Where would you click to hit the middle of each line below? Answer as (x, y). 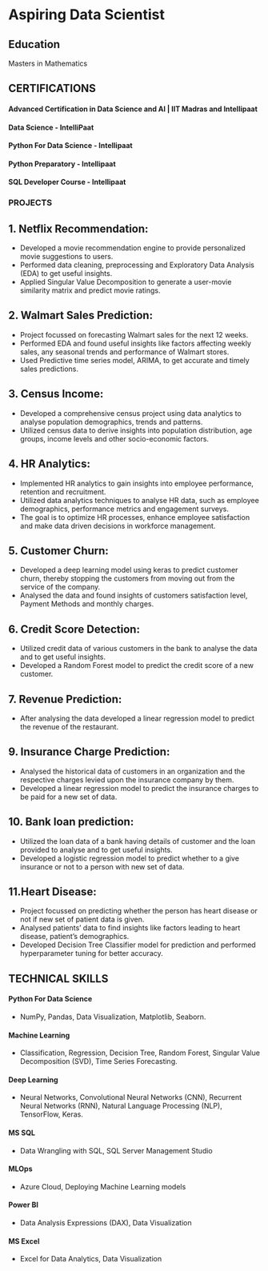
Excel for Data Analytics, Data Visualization (91, 1259)
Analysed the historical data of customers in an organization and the (132, 771)
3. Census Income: (56, 394)
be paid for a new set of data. (68, 797)
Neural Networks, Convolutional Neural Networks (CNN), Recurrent (131, 1097)
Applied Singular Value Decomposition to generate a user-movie (126, 282)
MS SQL (22, 1133)
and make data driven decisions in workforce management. (118, 526)
